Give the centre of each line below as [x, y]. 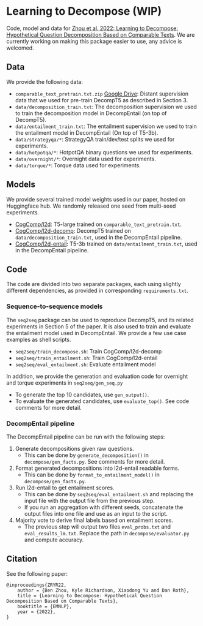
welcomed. [20, 48]
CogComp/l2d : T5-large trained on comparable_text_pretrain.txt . [98, 224]
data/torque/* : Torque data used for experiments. [78, 165]
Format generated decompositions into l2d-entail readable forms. [97, 468]
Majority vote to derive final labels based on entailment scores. [94, 520]
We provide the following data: [45, 81]
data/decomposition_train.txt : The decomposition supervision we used [106, 107]
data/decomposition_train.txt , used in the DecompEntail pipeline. [98, 237]
